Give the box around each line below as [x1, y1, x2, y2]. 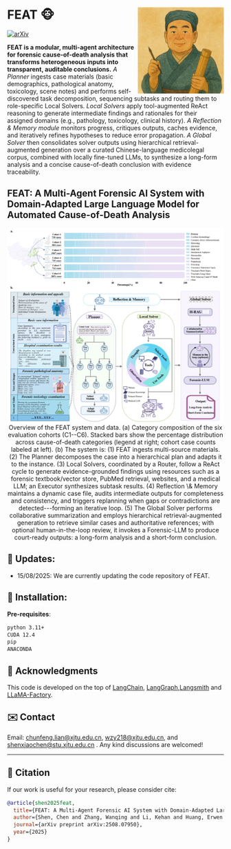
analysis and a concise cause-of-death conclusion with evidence [7, 160, 192, 168]
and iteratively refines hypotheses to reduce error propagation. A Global [7, 131, 212, 139]
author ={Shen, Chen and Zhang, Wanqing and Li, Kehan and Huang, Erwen [13, 814, 223, 821]
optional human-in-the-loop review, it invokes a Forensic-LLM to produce [12, 526, 219, 535]
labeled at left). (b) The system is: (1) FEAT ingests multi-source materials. [10, 446, 220, 454]
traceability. [7, 168, 41, 176]
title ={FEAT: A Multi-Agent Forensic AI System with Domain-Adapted [13, 807, 214, 814]
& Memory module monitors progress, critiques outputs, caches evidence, [7, 123, 218, 132]
